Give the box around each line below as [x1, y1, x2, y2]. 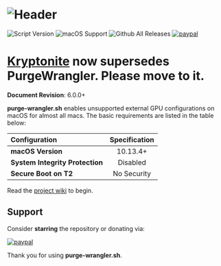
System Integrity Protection [10, 158, 103, 167]
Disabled [117, 158, 146, 167]
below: [7, 119, 26, 127]
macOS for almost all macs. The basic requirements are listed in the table [7, 111, 214, 119]
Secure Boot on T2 [10, 169, 73, 178]
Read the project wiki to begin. [7, 186, 94, 195]
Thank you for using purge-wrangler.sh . [7, 251, 122, 259]
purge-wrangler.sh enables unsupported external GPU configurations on [7, 104, 215, 112]
